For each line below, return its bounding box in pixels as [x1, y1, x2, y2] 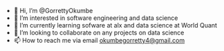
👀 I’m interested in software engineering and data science [13, 14, 178, 22]
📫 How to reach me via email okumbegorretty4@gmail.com [13, 37, 185, 44]
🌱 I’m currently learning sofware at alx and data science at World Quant [13, 21, 218, 29]
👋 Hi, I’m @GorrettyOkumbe [13, 7, 93, 14]
